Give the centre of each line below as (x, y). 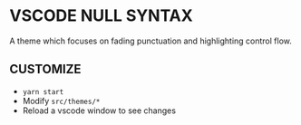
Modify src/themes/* (61, 101)
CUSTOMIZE (45, 69)
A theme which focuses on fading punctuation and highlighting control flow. (151, 41)
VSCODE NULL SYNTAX (101, 16)
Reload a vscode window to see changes (99, 111)
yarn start (43, 91)
